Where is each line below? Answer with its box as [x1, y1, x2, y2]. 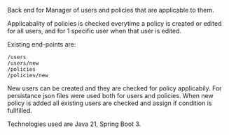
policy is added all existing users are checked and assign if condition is [7, 99, 212, 107]
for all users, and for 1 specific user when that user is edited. [7, 27, 182, 35]
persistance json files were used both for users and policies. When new [7, 92, 214, 100]
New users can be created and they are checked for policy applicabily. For [7, 84, 222, 93]
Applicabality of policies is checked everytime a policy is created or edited [7, 19, 222, 27]
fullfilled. [7, 106, 33, 114]
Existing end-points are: [7, 40, 76, 48]
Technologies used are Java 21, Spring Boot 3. [7, 120, 141, 128]
